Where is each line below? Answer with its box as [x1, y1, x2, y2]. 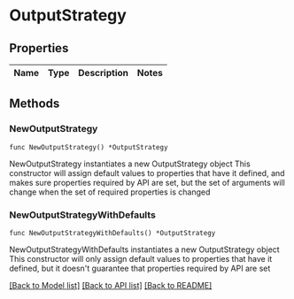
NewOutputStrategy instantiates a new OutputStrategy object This [9, 158, 251, 169]
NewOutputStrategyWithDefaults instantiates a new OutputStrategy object [9, 244, 281, 255]
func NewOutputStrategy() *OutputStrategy [9, 142, 168, 151]
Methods [9, 96, 60, 111]
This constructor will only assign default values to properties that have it [9, 253, 273, 264]
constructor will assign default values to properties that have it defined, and [9, 167, 285, 178]
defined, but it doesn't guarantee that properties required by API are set [9, 263, 271, 273]
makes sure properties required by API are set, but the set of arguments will [9, 177, 285, 188]
